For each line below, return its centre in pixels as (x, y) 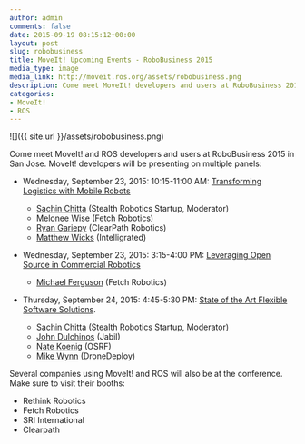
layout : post (34, 43)
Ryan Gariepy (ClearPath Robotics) (101, 228)
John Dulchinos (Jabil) (78, 337)
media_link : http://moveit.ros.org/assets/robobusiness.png (126, 77)
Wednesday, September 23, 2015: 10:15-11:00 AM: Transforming (142, 182)
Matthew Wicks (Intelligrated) (91, 238)
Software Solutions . (59, 310)
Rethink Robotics (54, 401)
